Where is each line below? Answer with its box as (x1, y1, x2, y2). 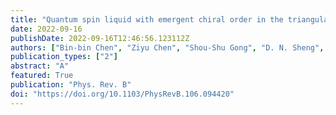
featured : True (10, 71, 74, 81)
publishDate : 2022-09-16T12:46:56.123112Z (10, 33, 190, 43)
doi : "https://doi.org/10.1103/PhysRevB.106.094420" (10, 89, 235, 99)
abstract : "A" (10, 61, 70, 71)
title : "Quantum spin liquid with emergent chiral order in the (10, 14, 284, 25)
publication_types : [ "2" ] (10, 52, 118, 62)
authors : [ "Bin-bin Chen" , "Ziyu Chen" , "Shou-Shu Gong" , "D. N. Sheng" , (10, 42, 325, 53)
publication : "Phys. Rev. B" (10, 80, 132, 90)
